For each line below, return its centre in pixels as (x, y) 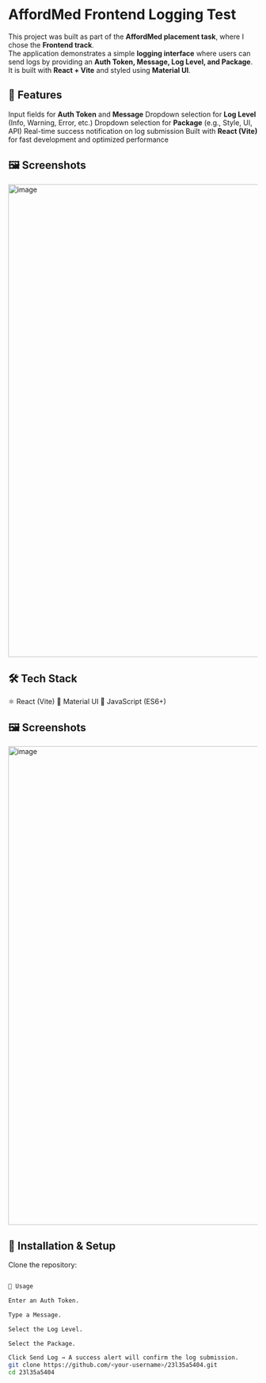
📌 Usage (21, 1286)
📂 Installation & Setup (62, 1246)
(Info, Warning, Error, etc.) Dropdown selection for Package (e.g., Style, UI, (131, 122)
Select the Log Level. (46, 1329)
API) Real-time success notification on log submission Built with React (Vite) (133, 131)
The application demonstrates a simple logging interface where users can (129, 53)
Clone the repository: (43, 1265)
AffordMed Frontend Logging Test (122, 15)
